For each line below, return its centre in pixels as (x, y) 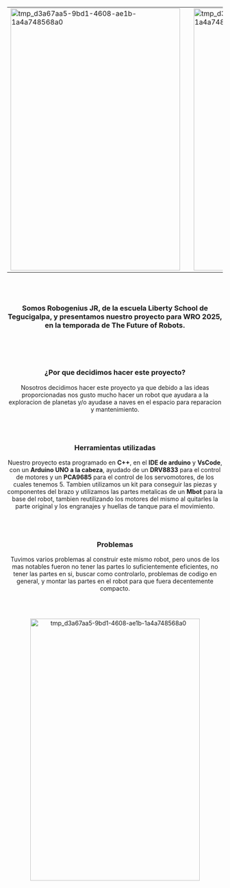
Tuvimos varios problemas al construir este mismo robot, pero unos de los (115, 559)
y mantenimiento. (115, 409)
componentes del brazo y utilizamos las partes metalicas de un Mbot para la (115, 491)
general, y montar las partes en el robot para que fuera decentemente (115, 581)
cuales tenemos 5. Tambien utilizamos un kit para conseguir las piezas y (115, 484)
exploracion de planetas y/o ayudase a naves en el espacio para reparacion (115, 402)
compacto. (115, 589)
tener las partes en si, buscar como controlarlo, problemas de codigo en (115, 574)
